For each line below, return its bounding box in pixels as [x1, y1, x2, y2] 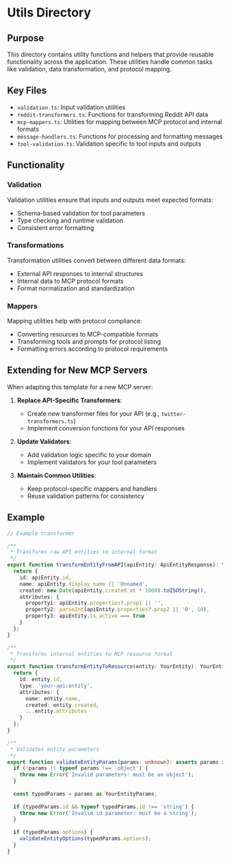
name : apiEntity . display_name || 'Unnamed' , [19, 580, 149, 588]
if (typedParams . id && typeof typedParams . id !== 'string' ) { [13, 803, 194, 810]
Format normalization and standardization [16, 284, 135, 292]
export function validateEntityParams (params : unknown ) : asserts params [7, 759, 219, 766]
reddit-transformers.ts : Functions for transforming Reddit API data [16, 110, 209, 118]
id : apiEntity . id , [19, 574, 72, 581]
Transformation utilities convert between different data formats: [7, 256, 186, 264]
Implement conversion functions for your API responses [27, 424, 185, 432]
